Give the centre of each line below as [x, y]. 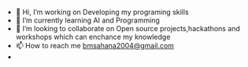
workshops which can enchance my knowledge [93, 37]
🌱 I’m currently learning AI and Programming [87, 20]
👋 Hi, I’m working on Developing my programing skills [102, 12]
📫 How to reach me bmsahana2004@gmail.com [95, 46]
